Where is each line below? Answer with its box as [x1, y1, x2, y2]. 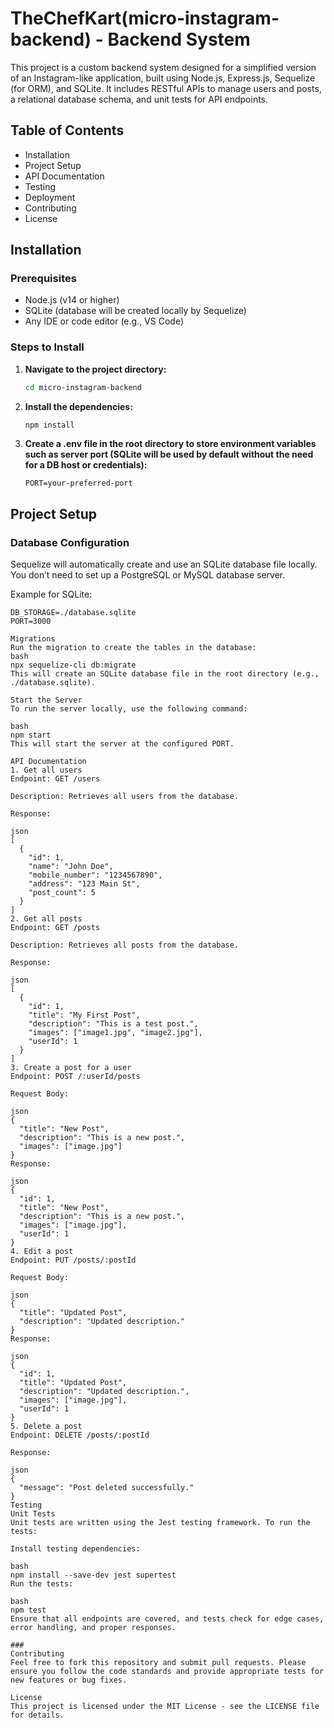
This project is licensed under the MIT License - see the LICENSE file [10, 1702, 320, 1712]
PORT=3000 [10, 617, 52, 627]
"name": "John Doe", [28, 862, 114, 872]
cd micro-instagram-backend [24, 382, 142, 392]
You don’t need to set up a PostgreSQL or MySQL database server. [10, 569, 286, 581]
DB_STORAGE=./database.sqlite [10, 608, 137, 618]
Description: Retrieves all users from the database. [10, 792, 240, 802]
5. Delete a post [10, 1422, 83, 1432]
